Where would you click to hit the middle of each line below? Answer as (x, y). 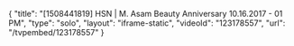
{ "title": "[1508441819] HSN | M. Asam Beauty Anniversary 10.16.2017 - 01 (146, 14)
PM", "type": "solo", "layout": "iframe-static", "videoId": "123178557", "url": (147, 23)
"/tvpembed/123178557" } (56, 32)
